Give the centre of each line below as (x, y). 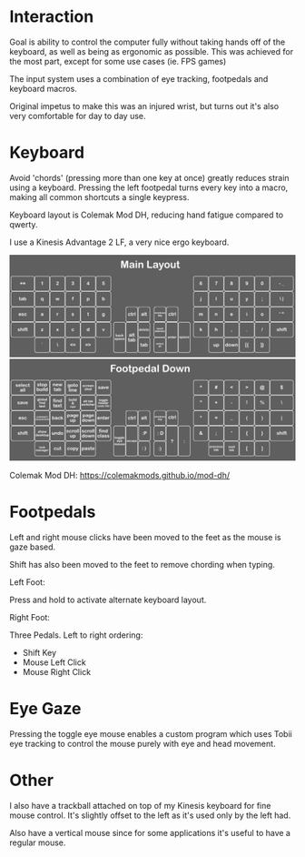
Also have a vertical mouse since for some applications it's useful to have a (150, 832)
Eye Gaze (45, 709)
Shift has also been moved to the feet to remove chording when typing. (142, 565)
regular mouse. (38, 842)
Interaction (52, 17)
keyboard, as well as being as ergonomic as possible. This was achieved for (151, 51)
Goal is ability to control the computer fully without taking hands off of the (148, 42)
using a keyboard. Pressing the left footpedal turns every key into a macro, (149, 187)
